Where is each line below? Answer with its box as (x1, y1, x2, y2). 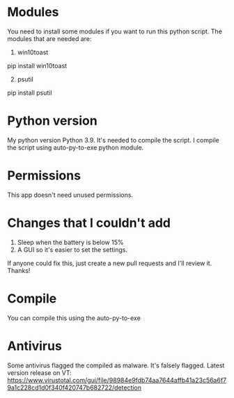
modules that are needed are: (7, 34, 92, 42)
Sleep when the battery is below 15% (17, 238, 124, 246)
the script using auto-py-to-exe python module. (7, 143, 144, 152)
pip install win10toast (7, 61, 68, 70)
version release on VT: (7, 368, 72, 376)
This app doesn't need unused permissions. (7, 191, 134, 199)
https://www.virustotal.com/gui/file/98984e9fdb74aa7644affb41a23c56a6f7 (7, 376, 227, 384)
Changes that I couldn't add (7, 215, 171, 230)
